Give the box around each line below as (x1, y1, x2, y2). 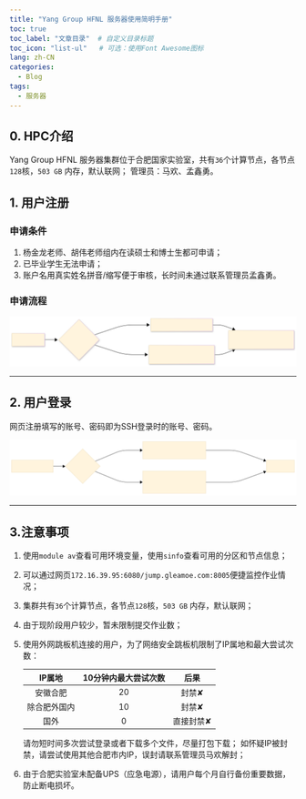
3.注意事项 (9, 524, 70, 540)
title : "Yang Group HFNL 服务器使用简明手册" (9, 15, 173, 24)
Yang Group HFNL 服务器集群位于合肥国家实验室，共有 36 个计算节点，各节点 (9, 155, 296, 166)
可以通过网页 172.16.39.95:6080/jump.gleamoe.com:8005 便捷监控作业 (22, 570, 278, 581)
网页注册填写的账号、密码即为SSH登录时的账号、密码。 (9, 420, 218, 431)
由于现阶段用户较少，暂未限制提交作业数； (22, 620, 183, 631)
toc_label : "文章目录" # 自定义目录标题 (9, 34, 154, 43)
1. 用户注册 (9, 195, 70, 210)
